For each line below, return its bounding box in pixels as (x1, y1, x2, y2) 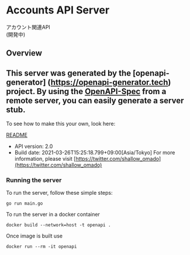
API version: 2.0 (14, 143, 53, 150)
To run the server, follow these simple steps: (6, 189, 113, 197)
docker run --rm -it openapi (6, 244, 77, 250)
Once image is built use (6, 232, 63, 240)
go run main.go (6, 201, 43, 206)
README (6, 132, 28, 139)
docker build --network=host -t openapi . (6, 222, 111, 228)
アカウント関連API (6, 23, 51, 30)
